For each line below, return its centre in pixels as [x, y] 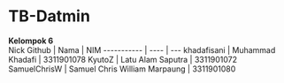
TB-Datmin [49, 16]
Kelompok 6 [31, 41]
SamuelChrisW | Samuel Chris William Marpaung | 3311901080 [122, 69]
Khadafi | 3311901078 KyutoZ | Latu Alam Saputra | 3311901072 [123, 59]
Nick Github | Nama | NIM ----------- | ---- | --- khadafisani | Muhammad [142, 49]
